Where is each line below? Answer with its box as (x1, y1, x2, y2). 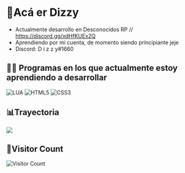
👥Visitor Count (6, 144, 63, 154)
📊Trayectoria (6, 107, 60, 118)
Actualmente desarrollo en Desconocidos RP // (15, 26, 133, 33)
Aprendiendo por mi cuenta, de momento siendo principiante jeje (15, 39, 179, 46)
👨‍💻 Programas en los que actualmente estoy (6, 63, 178, 73)
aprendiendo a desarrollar (6, 73, 107, 83)
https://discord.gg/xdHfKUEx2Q (15, 32, 96, 39)
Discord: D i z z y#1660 (15, 45, 74, 53)
